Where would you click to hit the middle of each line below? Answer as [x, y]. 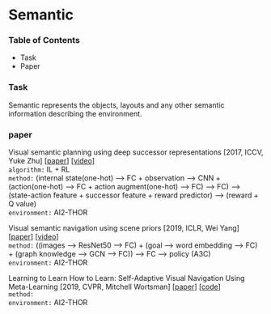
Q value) [23, 204]
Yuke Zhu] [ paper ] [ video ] [52, 161]
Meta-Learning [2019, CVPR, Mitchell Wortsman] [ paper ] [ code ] [114, 287]
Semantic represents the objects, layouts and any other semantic [116, 105]
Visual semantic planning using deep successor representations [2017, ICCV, [136, 152]
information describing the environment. [76, 113]
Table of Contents [44, 40]
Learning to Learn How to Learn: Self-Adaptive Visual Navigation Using [127, 278]
